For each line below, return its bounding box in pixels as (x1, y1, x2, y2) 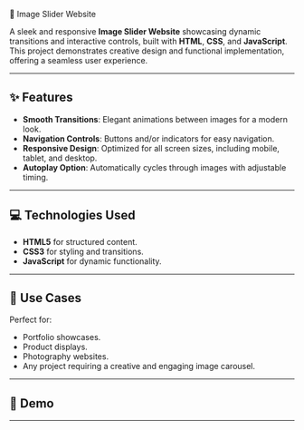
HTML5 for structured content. (22, 236, 138, 247)
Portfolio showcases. (22, 332, 101, 343)
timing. (22, 171, 49, 182)
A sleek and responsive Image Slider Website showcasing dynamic (9, 26, 261, 36)
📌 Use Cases (9, 290, 82, 306)
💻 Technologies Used (9, 208, 136, 223)
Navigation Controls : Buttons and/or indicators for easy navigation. (22, 132, 275, 144)
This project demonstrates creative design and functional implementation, (9, 45, 285, 56)
